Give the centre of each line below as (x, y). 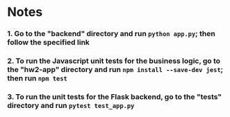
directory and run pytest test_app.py (71, 105)
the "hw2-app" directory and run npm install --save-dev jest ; (115, 70)
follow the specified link (49, 42)
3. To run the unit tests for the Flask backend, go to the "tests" (115, 96)
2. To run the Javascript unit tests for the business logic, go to (114, 61)
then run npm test (37, 78)
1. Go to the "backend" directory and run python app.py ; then (111, 34)
